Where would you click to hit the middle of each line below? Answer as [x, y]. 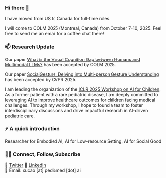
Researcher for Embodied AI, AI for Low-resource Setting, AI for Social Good [83, 141]
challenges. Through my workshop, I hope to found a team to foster [74, 105]
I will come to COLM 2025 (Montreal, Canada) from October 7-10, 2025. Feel [83, 28]
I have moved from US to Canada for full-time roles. [58, 19]
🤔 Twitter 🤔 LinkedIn [26, 165]
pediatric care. [20, 116]
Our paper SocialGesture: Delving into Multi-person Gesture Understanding [82, 74]
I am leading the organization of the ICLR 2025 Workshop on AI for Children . [83, 89]
